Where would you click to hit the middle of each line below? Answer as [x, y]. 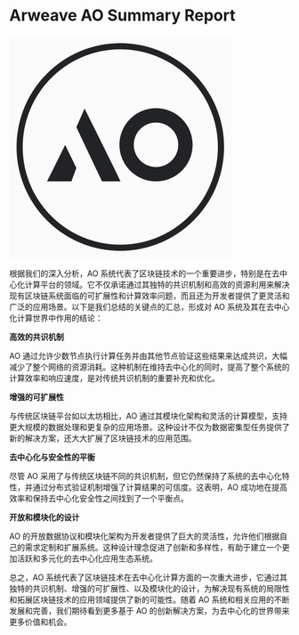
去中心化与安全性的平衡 [52, 457]
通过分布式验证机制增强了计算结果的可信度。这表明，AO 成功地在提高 [160, 487]
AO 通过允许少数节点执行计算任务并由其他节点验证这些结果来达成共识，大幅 [148, 355]
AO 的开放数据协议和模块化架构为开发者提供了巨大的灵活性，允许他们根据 [145, 536]
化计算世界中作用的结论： [56, 318]
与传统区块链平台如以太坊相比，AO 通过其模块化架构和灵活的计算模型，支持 [148, 416]
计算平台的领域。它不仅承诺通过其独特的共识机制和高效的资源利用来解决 [157, 284]
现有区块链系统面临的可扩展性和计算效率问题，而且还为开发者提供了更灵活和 [149, 296]
